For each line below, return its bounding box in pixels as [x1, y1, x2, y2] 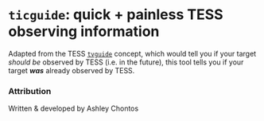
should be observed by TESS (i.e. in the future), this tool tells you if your [8, 57, 244, 67]
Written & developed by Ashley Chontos [8, 103, 139, 113]
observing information [8, 22, 160, 41]
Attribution [8, 85, 52, 96]
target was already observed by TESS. [8, 65, 135, 75]
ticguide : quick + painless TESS [8, 6, 224, 24]
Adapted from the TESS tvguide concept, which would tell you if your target [8, 49, 257, 58]
